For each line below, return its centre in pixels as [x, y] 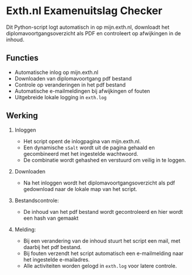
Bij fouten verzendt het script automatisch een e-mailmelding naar [103, 253]
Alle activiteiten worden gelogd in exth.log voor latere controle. [100, 266]
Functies [22, 58]
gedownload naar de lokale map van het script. [80, 189]
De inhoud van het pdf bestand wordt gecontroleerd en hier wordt [103, 212]
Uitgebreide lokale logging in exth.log [60, 97]
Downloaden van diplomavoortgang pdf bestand [73, 78]
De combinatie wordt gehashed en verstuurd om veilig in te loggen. [105, 160]
